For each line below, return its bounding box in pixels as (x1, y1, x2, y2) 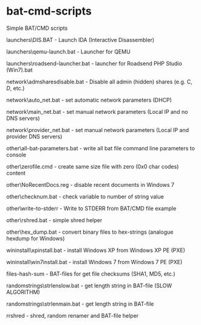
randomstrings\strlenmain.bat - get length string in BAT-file (6, 300, 154, 307)
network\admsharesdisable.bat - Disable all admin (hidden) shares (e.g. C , (6, 78, 192, 85)
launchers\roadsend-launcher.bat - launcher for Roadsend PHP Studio (6, 60, 182, 67)
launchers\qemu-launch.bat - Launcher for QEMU (6, 47, 131, 55)
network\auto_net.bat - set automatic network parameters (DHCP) (6, 96, 172, 103)
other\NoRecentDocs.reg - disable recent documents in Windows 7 (6, 181, 175, 188)
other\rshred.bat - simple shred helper (6, 216, 103, 223)
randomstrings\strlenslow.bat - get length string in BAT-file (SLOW (6, 282, 172, 289)
